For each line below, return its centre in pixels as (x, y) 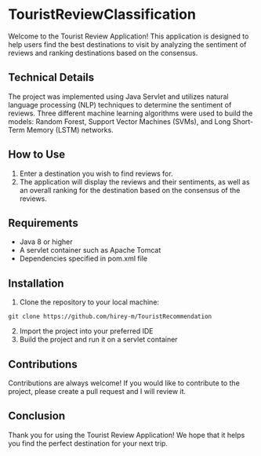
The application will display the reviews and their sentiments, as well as (134, 181)
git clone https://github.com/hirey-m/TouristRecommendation (110, 317)
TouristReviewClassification (102, 15)
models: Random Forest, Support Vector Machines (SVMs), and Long (120, 121)
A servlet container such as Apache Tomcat (90, 250)
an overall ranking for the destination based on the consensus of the (130, 190)
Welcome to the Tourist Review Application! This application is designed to (129, 36)
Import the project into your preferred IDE (86, 331)
